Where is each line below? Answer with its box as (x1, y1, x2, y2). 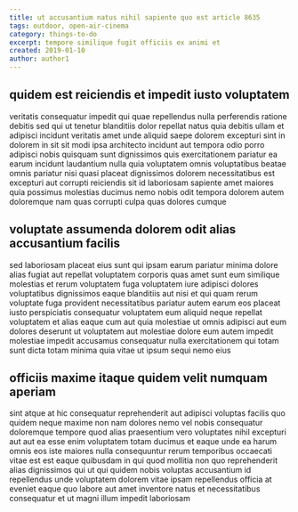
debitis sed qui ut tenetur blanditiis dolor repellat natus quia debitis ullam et (9, 120, 285, 131)
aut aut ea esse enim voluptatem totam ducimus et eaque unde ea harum (9, 436, 278, 447)
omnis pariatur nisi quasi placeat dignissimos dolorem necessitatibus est (9, 167, 276, 178)
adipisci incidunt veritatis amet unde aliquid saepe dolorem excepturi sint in (9, 130, 286, 141)
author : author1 (9, 54, 69, 63)
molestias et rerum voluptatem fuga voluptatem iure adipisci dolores (9, 278, 259, 289)
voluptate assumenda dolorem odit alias (9, 222, 237, 237)
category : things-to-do (9, 29, 98, 38)
